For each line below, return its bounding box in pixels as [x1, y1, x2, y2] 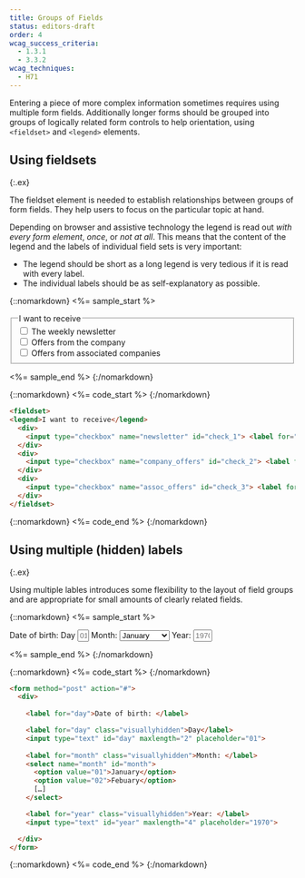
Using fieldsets [9, 153, 97, 168]
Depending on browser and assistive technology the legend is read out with [9, 222, 292, 232]
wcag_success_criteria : [9, 38, 100, 48]
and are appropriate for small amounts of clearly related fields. [9, 594, 243, 605]
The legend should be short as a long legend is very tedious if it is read [22, 258, 289, 269]
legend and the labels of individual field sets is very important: [9, 241, 242, 252]
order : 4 [9, 30, 43, 39]
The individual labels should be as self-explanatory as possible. [22, 278, 261, 289]
